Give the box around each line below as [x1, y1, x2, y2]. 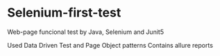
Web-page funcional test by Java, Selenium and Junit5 [7, 28, 164, 36]
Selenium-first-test [7, 5, 121, 21]
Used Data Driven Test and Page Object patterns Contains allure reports [7, 41, 214, 49]
